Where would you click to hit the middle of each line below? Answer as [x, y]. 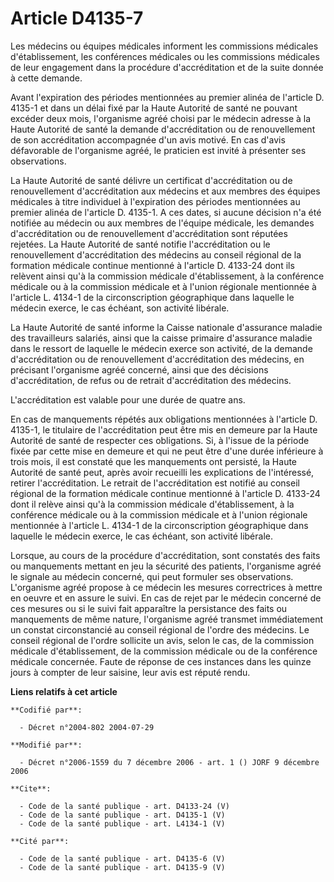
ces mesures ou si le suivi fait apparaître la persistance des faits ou [149, 608]
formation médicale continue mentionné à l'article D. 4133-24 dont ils [152, 265]
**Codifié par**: [46, 710]
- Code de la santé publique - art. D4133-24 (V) [124, 806]
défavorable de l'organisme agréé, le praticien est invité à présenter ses [158, 150]
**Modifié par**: [46, 745]
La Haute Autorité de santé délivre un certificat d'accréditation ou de [151, 180]
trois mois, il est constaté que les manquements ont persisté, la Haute [154, 461]
